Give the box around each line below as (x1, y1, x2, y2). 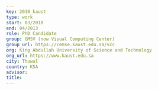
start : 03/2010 (6, 20, 44, 25)
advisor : (6, 69, 28, 75)
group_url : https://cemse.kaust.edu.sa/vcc (6, 42, 115, 48)
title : (6, 75, 22, 81)
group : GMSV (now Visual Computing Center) (6, 36, 115, 42)
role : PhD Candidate (6, 31, 57, 37)
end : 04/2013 (6, 25, 38, 31)
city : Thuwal (6, 58, 38, 64)
